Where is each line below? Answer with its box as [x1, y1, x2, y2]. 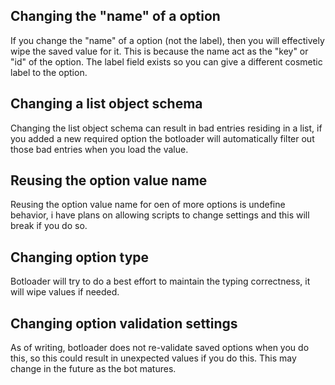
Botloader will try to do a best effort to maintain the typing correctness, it [10, 275, 311, 288]
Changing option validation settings [10, 315, 238, 332]
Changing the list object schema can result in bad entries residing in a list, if [10, 122, 323, 134]
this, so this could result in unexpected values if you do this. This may [10, 352, 297, 364]
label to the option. [10, 66, 88, 78]
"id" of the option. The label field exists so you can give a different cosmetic [10, 55, 323, 68]
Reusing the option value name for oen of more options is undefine [10, 199, 286, 211]
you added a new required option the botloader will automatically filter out [10, 132, 315, 144]
